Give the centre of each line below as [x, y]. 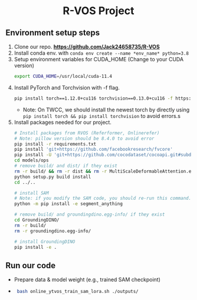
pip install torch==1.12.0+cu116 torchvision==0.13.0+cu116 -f [93, 98]
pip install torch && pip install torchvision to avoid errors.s [102, 116]
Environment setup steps [53, 33]
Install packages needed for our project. [63, 122]
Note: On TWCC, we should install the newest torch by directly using [106, 110]
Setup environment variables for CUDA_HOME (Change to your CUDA [99, 59]
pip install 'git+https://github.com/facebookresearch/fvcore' [93, 149]
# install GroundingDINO [45, 242]
